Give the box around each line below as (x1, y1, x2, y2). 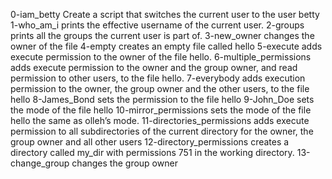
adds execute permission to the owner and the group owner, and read (10, 62, 298, 73)
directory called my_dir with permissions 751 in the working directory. (10, 147, 295, 158)
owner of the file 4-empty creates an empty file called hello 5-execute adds (10, 40, 323, 52)
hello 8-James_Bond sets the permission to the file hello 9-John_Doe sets (10, 94, 315, 105)
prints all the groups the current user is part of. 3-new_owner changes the (10, 30, 315, 41)
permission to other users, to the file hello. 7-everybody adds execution (10, 72, 306, 84)
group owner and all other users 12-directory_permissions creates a (10, 136, 290, 148)
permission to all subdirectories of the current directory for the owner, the (10, 125, 314, 137)
